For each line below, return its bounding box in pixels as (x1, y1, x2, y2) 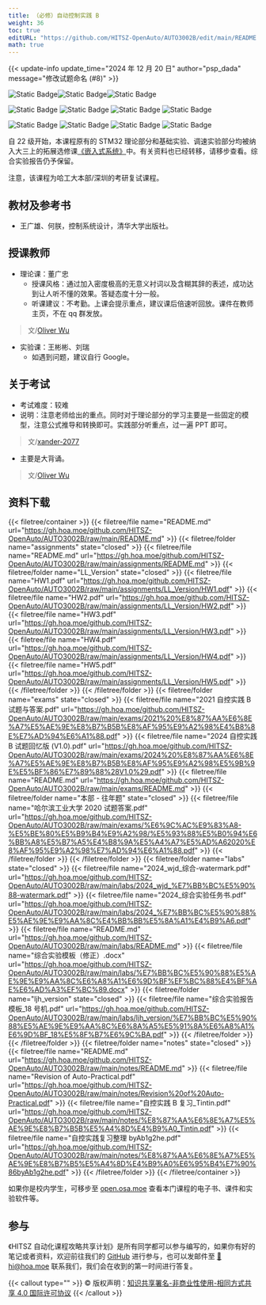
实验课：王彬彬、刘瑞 (19, 342, 89, 352)
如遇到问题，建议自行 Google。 (31, 352, 134, 361)
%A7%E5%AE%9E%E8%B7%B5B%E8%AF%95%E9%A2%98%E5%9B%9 (8, 759, 256, 768)
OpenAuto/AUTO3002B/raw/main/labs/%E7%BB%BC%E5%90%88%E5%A (8, 968, 256, 978)
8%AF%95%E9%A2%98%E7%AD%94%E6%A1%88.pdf (8, 846, 196, 855)
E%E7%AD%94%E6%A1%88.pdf (8, 732, 118, 741)
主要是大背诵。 (19, 453, 69, 463)
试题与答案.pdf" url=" (8, 705, 78, 714)
